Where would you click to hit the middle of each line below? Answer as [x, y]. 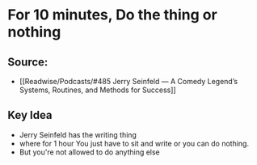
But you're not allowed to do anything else [90, 152]
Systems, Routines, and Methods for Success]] [97, 90]
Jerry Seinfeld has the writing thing [78, 134]
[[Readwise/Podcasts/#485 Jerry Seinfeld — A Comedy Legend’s [128, 81]
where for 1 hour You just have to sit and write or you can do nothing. [134, 143]
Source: [28, 62]
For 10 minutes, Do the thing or [112, 15]
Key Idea [30, 115]
